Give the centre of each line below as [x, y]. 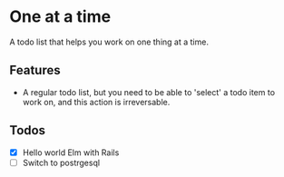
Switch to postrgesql [61, 162]
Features [35, 70]
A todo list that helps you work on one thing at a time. [109, 42]
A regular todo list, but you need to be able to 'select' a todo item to [148, 92]
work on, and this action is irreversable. [96, 102]
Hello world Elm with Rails [71, 152]
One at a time [60, 17]
